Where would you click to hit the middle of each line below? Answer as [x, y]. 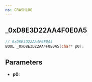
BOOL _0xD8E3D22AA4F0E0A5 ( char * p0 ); [45, 47]
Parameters [24, 62]
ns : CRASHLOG [19, 10]
